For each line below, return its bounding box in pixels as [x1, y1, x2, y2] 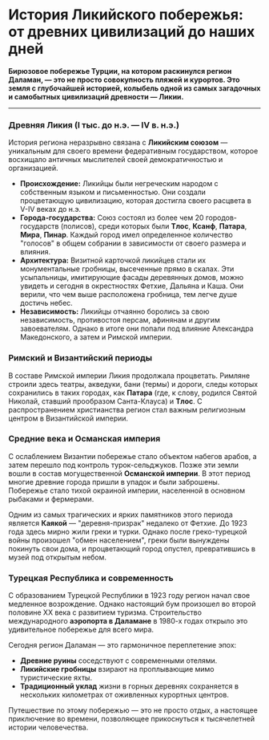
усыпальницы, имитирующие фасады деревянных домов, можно [19, 273, 244, 283]
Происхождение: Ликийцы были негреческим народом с [19, 179, 219, 189]
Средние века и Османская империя [8, 433, 161, 445]
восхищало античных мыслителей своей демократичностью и [8, 155, 223, 165]
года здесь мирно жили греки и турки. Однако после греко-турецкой [8, 527, 247, 536]
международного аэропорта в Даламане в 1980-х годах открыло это [8, 616, 248, 626]
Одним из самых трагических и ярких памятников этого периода [8, 510, 234, 519]
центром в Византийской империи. [8, 413, 129, 423]
